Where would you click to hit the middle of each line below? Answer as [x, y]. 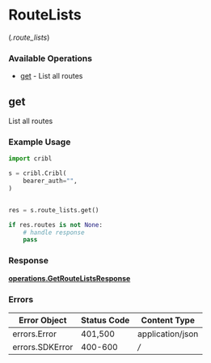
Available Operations [51, 58]
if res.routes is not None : [56, 224]
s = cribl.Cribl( [38, 173]
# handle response [54, 233]
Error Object [43, 320]
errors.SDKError [43, 347]
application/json [168, 334]
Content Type [168, 320]
